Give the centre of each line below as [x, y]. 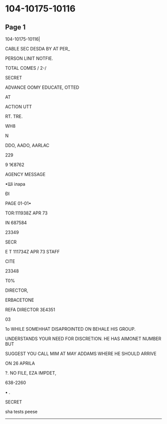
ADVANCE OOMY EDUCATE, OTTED [42, 87]
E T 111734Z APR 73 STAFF [33, 252]
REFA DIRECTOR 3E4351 [30, 310]
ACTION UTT [19, 107]
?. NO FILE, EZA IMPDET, [31, 373]
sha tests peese [21, 412]
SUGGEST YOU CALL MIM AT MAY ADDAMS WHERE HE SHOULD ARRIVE [81, 354]
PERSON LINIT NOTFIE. [29, 58]
